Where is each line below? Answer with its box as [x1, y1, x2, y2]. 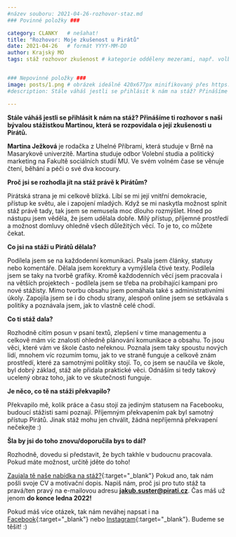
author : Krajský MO [7, 49, 65, 56]
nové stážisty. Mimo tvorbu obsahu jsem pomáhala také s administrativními [7, 286, 225, 294]
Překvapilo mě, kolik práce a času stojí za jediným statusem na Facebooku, [7, 400, 224, 409]
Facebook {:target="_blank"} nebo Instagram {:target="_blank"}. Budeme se [7, 514, 225, 523]
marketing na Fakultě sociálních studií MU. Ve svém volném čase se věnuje [7, 156, 225, 165]
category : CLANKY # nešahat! [7, 30, 99, 37]
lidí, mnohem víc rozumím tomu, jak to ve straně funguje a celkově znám [7, 350, 216, 359]
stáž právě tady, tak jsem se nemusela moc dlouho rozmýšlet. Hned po [7, 206, 213, 215]
